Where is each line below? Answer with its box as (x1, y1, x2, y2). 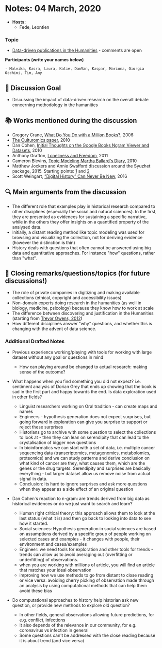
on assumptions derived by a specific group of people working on (19, 531, 151, 537)
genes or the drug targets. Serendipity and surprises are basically (19, 465, 151, 471)
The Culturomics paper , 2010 (12, 137, 70, 143)
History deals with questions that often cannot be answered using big (12, 244, 151, 251)
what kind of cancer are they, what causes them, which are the (19, 460, 146, 466)
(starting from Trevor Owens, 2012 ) (12, 315, 82, 321)
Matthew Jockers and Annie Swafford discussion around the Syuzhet (12, 163, 151, 168)
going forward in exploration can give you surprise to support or (19, 419, 148, 425)
